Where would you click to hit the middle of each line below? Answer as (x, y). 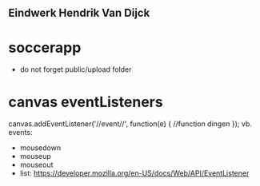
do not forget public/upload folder (76, 69)
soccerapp (45, 47)
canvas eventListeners (86, 102)
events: (20, 133)
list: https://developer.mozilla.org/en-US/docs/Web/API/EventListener (134, 173)
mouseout (36, 165)
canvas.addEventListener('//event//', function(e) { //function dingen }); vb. (130, 124)
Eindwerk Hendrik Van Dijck (79, 13)
